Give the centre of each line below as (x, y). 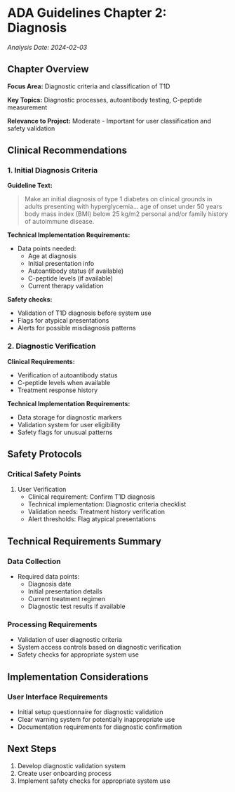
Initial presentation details (65, 591)
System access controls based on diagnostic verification (99, 647)
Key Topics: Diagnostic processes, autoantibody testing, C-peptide (105, 100)
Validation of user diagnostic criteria (70, 640)
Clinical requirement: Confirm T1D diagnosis (92, 497)
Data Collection (34, 561)
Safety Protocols (45, 454)
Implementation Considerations (78, 677)
